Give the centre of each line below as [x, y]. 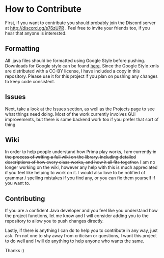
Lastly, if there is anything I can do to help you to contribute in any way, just [82, 230]
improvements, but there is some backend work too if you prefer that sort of [82, 119]
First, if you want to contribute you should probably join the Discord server [80, 23]
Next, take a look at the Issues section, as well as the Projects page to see [80, 109]
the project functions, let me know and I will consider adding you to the [77, 216]
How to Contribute [43, 9]
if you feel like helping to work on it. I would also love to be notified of [75, 173]
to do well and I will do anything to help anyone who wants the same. [75, 241]
